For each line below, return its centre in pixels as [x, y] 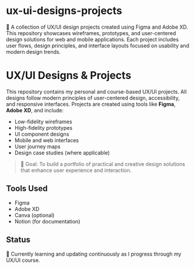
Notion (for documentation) [47, 221]
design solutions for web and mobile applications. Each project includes [93, 39]
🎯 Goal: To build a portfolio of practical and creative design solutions [103, 164]
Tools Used [27, 189]
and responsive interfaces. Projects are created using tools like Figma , [91, 104]
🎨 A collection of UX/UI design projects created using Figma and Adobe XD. [97, 27]
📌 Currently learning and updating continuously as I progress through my [94, 254]
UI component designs [42, 134]
